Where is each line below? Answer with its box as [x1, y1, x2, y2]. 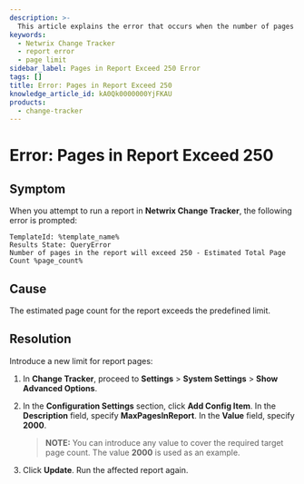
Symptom [9, 181, 66, 196]
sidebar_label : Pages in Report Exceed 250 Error [9, 64, 201, 74]
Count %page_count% [9, 256, 83, 266]
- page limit [17, 55, 67, 64]
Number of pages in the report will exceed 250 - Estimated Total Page [9, 249, 286, 258]
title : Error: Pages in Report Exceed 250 [9, 81, 172, 90]
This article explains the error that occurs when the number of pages [17, 22, 295, 31]
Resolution [9, 331, 72, 347]
